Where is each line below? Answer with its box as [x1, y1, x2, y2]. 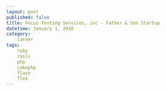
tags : [6, 43, 20, 48]
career [17, 37, 34, 43]
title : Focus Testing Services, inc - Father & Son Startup [6, 20, 161, 26]
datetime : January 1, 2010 [6, 25, 74, 32]
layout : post [6, 8, 39, 15]
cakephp [17, 64, 36, 71]
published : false [6, 14, 50, 20]
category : [6, 31, 31, 37]
